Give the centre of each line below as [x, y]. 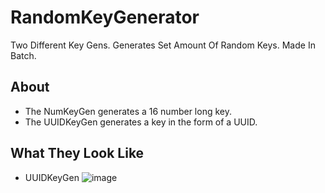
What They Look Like [77, 153]
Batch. [23, 55]
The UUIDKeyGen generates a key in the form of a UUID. [141, 122]
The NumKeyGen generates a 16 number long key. [128, 111]
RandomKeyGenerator [105, 17]
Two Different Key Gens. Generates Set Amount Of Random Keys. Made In [163, 45]
